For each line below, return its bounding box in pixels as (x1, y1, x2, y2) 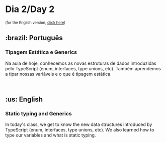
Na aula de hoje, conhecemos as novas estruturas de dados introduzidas (5, 60, 157, 66)
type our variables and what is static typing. (5, 132, 96, 138)
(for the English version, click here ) (5, 20, 66, 25)
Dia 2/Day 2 (5, 4, 55, 15)
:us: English (5, 95, 43, 104)
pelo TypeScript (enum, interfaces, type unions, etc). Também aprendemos (5, 65, 161, 71)
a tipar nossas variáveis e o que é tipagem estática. (5, 71, 112, 77)
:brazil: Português (5, 34, 63, 42)
